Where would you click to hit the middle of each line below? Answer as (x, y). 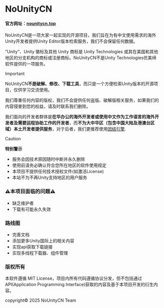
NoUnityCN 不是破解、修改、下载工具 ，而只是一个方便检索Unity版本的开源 (80, 84)
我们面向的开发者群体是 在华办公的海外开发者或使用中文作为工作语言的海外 (80, 117)
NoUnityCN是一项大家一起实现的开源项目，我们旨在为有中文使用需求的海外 (81, 35)
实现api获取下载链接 (32, 247)
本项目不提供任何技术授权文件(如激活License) (58, 172)
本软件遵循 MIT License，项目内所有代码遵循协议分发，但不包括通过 (74, 278)
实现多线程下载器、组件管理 (40, 253)
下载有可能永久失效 (31, 209)
